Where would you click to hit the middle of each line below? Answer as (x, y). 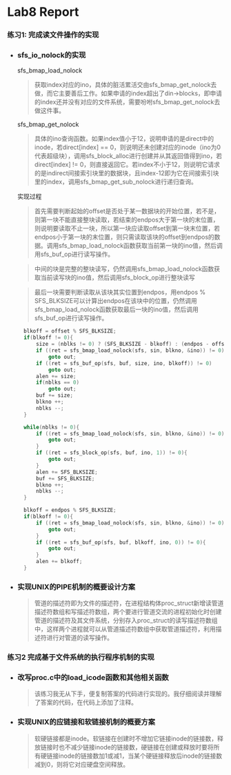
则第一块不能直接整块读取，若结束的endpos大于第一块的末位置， (127, 220)
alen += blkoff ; (59, 562)
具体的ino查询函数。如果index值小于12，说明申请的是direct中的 (124, 139)
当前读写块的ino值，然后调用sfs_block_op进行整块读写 (118, 277)
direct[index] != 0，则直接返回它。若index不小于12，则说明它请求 (127, 165)
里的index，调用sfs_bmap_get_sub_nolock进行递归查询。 (116, 182)
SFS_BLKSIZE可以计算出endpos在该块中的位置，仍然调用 (116, 301)
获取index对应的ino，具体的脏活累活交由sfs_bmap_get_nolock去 (125, 85)
